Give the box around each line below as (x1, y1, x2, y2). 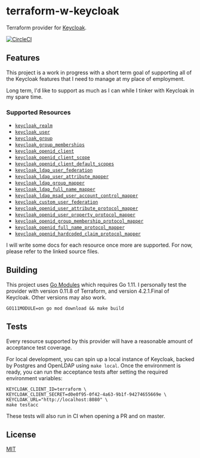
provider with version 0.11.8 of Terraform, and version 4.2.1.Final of (6, 287, 170, 295)
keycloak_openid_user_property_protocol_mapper (14, 212, 136, 218)
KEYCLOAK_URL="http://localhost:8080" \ (6, 396, 109, 402)
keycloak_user (14, 129, 50, 135)
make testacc (6, 402, 39, 408)
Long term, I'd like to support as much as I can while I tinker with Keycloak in (6, 87, 195, 94)
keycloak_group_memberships (14, 142, 85, 148)
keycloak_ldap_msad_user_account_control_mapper (14, 193, 139, 199)
